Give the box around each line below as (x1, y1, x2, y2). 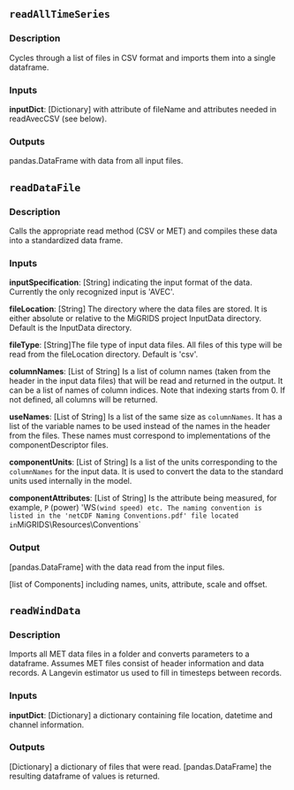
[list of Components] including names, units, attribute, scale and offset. (9, 579, 268, 589)
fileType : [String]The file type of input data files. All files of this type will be (9, 340, 283, 350)
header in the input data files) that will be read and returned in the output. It (9, 376, 283, 387)
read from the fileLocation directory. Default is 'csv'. (9, 349, 199, 360)
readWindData (9, 604, 81, 617)
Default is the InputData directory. (9, 323, 132, 334)
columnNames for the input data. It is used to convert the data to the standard (9, 466, 284, 477)
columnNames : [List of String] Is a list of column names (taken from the (9, 366, 271, 377)
